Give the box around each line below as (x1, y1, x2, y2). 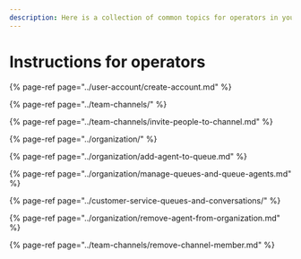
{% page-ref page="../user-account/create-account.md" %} (9, 82, 232, 92)
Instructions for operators (9, 51, 206, 72)
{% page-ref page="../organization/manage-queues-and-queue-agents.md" (9, 168, 292, 179)
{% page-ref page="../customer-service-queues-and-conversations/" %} (9, 194, 281, 206)
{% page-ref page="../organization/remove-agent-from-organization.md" (9, 212, 280, 223)
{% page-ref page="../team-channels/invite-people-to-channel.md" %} (9, 116, 273, 126)
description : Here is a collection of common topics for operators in (9, 13, 279, 22)
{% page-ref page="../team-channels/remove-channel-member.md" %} (9, 239, 276, 250)
